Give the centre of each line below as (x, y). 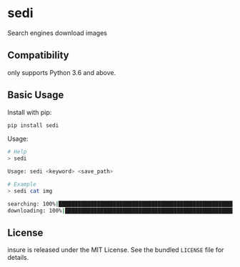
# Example (22, 185)
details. (18, 258)
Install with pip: (30, 112)
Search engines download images (57, 33)
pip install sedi (33, 125)
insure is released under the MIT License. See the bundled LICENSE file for (116, 250)
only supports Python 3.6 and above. (62, 72)
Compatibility (38, 55)
